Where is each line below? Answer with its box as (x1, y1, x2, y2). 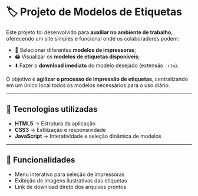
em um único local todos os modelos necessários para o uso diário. (6, 81, 170, 89)
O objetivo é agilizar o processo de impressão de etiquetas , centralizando (6, 75, 189, 82)
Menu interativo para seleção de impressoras (14, 171, 125, 178)
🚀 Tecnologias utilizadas (6, 104, 98, 114)
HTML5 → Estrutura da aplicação (14, 119, 96, 127)
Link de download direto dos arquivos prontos (14, 183, 127, 190)
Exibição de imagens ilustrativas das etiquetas (14, 177, 127, 184)
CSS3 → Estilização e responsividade (14, 126, 106, 133)
